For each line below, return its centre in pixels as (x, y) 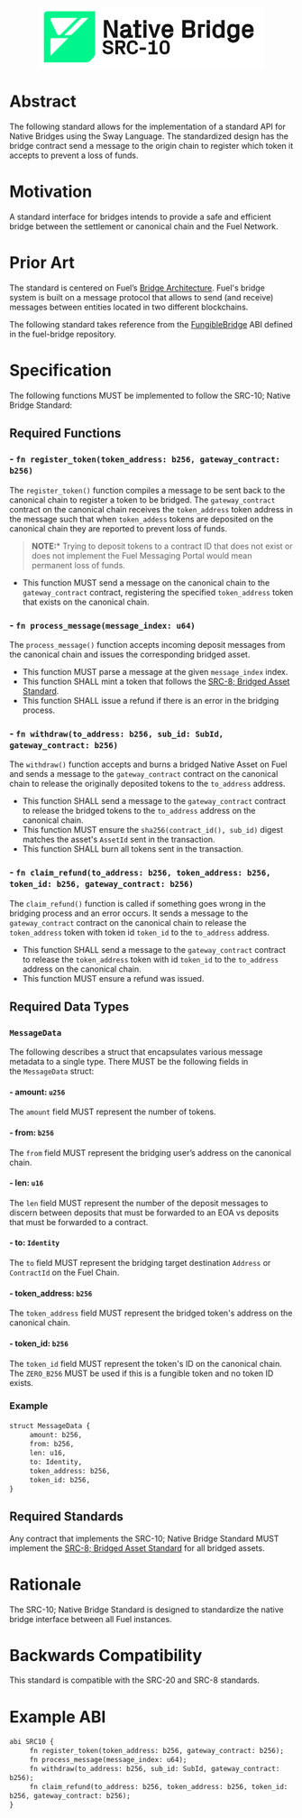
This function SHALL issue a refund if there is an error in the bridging (151, 701)
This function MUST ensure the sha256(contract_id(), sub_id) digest (153, 830)
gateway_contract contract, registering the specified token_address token (158, 592)
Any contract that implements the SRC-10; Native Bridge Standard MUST (144, 1538)
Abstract (43, 102)
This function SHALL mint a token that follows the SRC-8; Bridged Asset (156, 681)
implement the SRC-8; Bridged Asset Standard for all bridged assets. (137, 1548)
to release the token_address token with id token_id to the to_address (151, 959)
